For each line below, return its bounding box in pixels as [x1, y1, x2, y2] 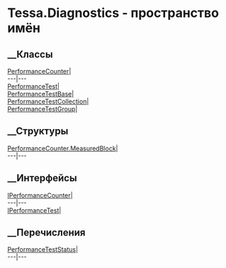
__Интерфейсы [7, 172, 77, 184]
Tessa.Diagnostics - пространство [7, 5, 220, 21]
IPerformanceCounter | [7, 191, 73, 199]
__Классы [7, 48, 53, 60]
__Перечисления [7, 227, 86, 239]
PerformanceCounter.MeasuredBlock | [7, 144, 118, 152]
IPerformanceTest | [7, 206, 62, 214]
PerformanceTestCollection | [7, 97, 89, 106]
